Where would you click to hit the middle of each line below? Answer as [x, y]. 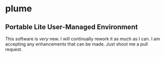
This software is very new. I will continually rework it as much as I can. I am [83, 39]
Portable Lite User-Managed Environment [71, 27]
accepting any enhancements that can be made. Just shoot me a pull [76, 44]
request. [14, 49]
